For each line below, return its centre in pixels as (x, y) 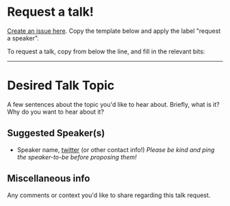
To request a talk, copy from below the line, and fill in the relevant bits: (106, 51)
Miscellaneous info (49, 179)
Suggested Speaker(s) (56, 133)
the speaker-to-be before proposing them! (77, 157)
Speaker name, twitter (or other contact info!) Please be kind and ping (116, 150)
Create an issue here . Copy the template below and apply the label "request (114, 31)
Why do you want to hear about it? (56, 112)
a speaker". (23, 38)
